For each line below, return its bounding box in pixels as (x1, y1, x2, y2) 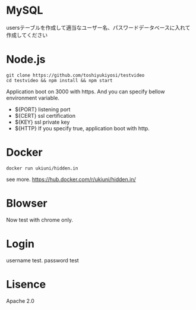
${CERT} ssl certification (14, 112, 76, 119)
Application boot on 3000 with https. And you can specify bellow (6, 87, 165, 95)
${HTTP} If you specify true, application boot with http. (14, 124, 150, 131)
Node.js (6, 53, 46, 66)
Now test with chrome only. (6, 216, 73, 223)
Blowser (6, 197, 48, 210)
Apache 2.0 (6, 297, 34, 304)
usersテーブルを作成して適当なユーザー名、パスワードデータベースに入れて (6, 24, 191, 31)
